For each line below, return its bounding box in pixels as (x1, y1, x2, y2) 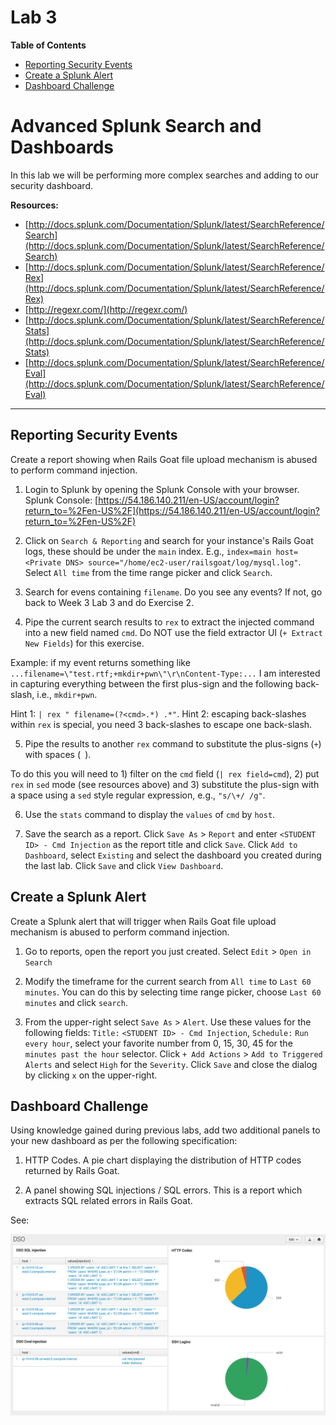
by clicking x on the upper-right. (24, 1069, 158, 1081)
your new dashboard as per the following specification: (10, 1135, 238, 1147)
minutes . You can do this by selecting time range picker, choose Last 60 (24, 986, 322, 998)
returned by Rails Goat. (24, 1165, 120, 1177)
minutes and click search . (24, 996, 128, 1008)
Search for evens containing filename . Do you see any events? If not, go (24, 586, 323, 598)
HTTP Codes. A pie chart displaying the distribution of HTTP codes (24, 1154, 302, 1166)
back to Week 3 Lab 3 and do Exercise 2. (24, 596, 195, 608)
